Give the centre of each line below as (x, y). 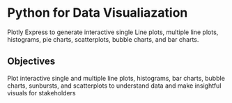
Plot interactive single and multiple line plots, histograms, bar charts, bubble (116, 78)
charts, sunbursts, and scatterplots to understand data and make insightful (114, 86)
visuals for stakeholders (41, 93)
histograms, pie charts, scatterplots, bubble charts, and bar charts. (103, 39)
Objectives (31, 62)
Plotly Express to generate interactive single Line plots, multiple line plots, (113, 32)
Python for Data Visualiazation (98, 13)
